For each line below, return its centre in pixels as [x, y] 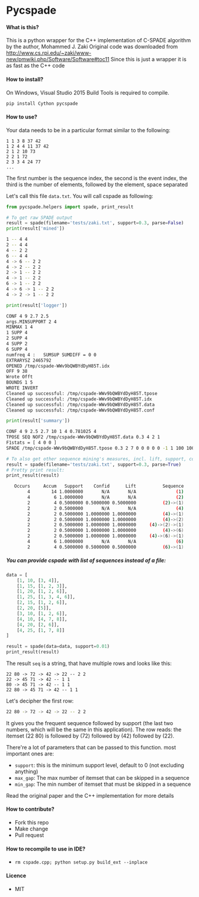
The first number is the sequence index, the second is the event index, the [97, 178]
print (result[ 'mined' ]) [36, 229]
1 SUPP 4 [17, 333]
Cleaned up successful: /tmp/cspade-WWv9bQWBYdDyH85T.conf [81, 410]
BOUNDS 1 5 [20, 382]
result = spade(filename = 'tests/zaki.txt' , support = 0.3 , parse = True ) [94, 465]
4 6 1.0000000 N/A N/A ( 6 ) [106, 542]
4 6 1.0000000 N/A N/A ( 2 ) [106, 497]
